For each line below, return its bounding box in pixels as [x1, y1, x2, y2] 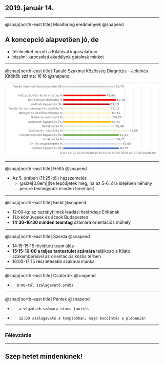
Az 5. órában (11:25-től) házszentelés [12, 175, 87, 181]
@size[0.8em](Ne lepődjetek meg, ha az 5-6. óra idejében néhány [19, 180, 152, 186]
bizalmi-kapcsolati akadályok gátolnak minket [12, 54, 104, 60]
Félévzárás [5, 332, 32, 339]
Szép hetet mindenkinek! [5, 352, 83, 361]
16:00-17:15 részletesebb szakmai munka [12, 258, 95, 264]
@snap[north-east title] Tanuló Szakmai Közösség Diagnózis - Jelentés [5, 68, 148, 74]
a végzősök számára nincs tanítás [19, 306, 89, 312]
